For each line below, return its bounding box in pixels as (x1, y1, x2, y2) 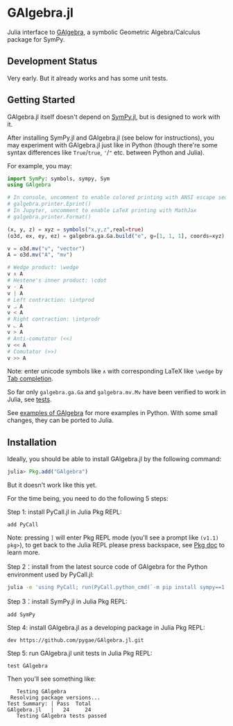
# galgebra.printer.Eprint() (7, 200, 92, 208)
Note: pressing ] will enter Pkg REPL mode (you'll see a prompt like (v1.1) (7, 533, 219, 542)
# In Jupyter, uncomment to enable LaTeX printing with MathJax (7, 207, 197, 214)
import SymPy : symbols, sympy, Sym (7, 175, 110, 182)
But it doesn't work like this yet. (7, 481, 97, 490)
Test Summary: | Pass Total (7, 700, 92, 707)
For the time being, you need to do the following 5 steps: (7, 494, 169, 503)
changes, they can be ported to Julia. (7, 416, 114, 425)
